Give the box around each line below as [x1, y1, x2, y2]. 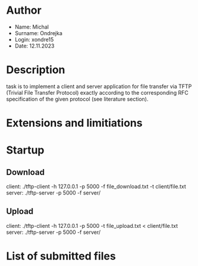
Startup [6, 143, 45, 157]
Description [6, 63, 65, 77]
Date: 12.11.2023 [14, 42, 55, 49]
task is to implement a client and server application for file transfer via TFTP [6, 83, 192, 90]
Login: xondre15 [14, 36, 54, 43]
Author [6, 4, 42, 17]
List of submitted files [6, 249, 116, 263]
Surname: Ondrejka [14, 29, 62, 36]
